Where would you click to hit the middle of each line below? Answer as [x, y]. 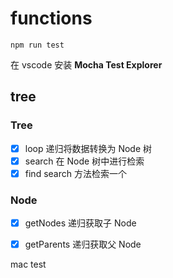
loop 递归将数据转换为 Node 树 [88, 148]
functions [51, 18]
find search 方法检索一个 [75, 173]
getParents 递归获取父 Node [83, 244]
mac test [28, 264]
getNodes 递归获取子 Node [80, 223]
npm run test [37, 45]
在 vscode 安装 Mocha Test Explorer [86, 64]
